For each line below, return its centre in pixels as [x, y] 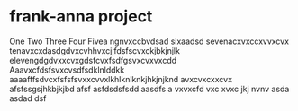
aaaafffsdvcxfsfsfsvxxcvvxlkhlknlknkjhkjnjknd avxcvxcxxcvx [121, 79]
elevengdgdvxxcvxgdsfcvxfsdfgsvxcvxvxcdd [93, 60]
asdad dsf [28, 98]
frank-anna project [81, 17]
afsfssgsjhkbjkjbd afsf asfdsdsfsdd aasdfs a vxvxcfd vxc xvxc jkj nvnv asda [149, 89]
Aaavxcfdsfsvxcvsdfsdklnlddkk [67, 70]
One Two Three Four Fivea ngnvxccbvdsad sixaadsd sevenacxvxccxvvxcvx [149, 41]
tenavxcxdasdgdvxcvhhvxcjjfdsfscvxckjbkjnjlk [95, 50]
